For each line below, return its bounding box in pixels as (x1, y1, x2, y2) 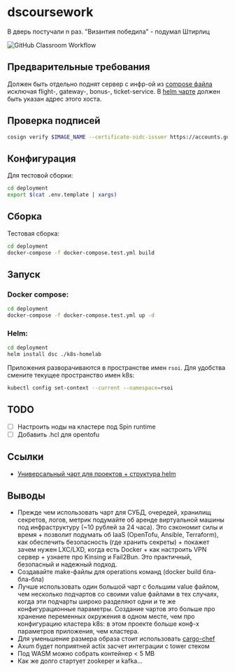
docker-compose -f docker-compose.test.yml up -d (7, 312, 155, 319)
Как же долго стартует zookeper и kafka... (17, 657, 143, 665)
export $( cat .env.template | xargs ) (7, 192, 117, 199)
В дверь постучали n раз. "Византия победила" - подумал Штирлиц (7, 27, 210, 36)
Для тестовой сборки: (7, 171, 73, 180)
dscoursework (7, 4, 94, 20)
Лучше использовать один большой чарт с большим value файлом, (17, 582, 220, 591)
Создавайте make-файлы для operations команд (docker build (17, 568, 201, 576)
